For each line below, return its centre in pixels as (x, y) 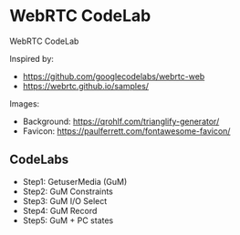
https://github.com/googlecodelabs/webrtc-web (114, 76)
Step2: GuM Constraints (68, 191)
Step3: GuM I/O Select (65, 200)
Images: (25, 103)
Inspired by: (32, 58)
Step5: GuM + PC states (68, 220)
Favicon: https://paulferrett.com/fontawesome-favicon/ (126, 131)
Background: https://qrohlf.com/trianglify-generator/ (121, 121)
